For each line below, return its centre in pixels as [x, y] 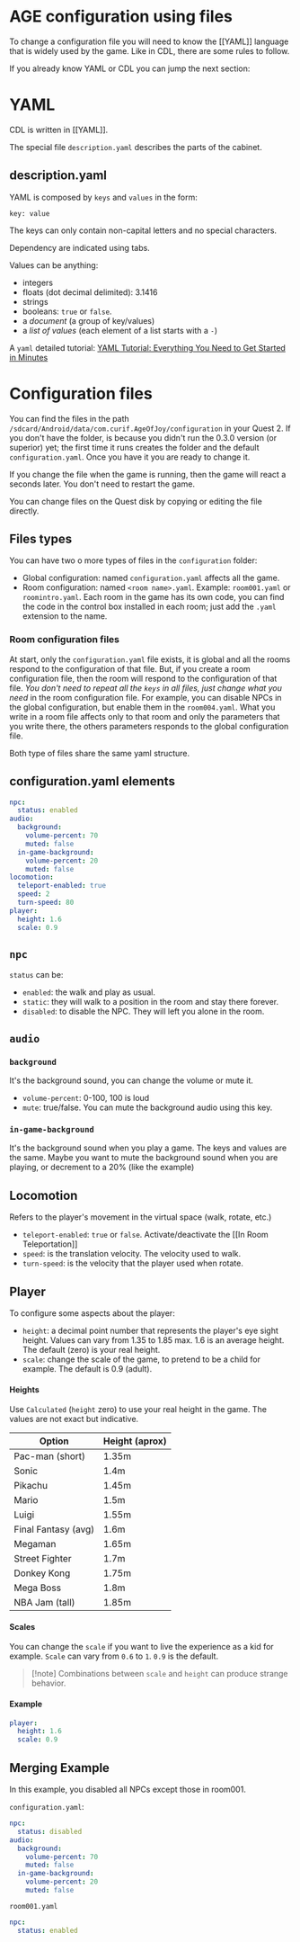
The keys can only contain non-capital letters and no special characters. [143, 230]
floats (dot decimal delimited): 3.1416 [90, 292]
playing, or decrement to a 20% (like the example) [102, 1168]
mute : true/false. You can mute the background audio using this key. [147, 1107]
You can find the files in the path [69, 418]
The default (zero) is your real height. [91, 1349]
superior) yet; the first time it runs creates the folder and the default [134, 447]
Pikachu [31, 1486]
